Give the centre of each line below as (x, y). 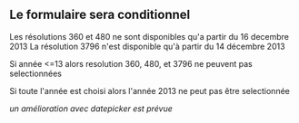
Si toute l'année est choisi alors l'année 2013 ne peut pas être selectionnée (150, 90)
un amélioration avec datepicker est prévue (91, 109)
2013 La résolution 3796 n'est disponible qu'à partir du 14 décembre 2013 (147, 46)
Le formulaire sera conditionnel (100, 15)
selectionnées (35, 73)
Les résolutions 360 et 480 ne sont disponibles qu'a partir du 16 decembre (149, 36)
